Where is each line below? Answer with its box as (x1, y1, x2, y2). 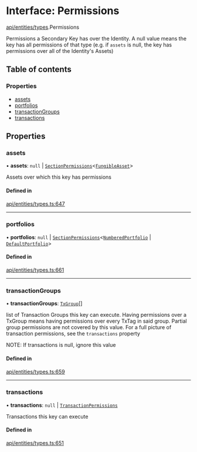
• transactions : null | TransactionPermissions (6, 401, 118, 409)
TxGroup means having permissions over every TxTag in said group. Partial (6, 317, 187, 324)
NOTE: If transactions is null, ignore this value (6, 341, 116, 349)
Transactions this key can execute (6, 413, 89, 420)
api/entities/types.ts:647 (6, 200, 66, 207)
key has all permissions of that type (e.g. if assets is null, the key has (6, 41, 172, 48)
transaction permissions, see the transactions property (6, 330, 141, 337)
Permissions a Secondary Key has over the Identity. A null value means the (6, 35, 186, 42)
